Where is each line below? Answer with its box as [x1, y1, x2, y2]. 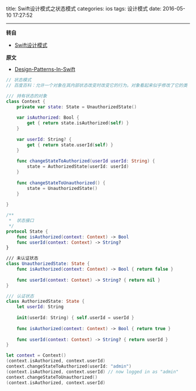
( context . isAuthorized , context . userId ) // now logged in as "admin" [6, 369, 179, 375]
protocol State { [6, 229, 48, 234]
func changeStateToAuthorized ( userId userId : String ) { [16, 158, 156, 164]
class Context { [6, 98, 45, 104]
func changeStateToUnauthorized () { [16, 180, 106, 186]
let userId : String [16, 304, 64, 310]
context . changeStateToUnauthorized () [6, 374, 98, 380]
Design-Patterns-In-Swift [14, 66, 76, 72]
